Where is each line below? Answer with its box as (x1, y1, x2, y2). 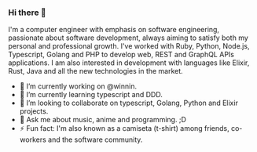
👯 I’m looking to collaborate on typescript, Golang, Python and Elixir (19, 98, 238, 108)
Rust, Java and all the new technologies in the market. (8, 67, 183, 76)
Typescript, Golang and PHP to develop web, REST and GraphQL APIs (8, 50, 234, 60)
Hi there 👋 (8, 7, 47, 18)
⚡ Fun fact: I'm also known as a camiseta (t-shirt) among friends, (19, 124, 229, 133)
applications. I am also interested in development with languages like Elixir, (8, 58, 250, 67)
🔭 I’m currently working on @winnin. (19, 81, 138, 91)
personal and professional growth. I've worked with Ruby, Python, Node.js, (8, 42, 250, 51)
